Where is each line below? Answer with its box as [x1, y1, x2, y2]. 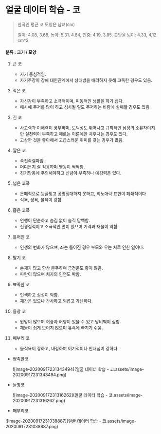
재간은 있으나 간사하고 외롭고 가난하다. [19, 298, 93, 304]
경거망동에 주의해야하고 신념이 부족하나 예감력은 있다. [19, 170, 122, 176]
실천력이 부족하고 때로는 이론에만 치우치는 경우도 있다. [25, 131, 128, 137]
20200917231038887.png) [5, 424, 58, 430]
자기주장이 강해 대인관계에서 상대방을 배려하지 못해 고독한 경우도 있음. [19, 78, 153, 83]
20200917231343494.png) [12, 372, 67, 378]
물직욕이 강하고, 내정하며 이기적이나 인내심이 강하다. [19, 346, 119, 352]
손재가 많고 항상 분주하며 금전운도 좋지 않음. [19, 265, 103, 271]
